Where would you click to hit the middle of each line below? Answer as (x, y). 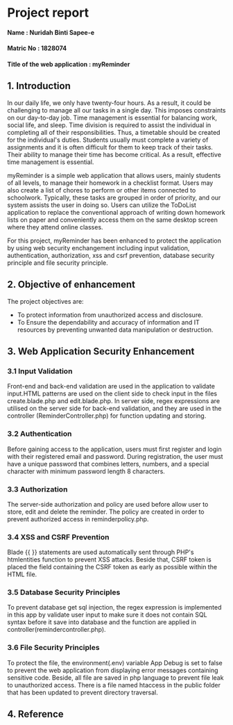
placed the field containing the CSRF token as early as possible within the (112, 567)
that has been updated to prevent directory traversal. (83, 692)
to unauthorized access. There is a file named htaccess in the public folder (114, 685)
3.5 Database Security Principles (64, 592)
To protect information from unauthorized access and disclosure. (110, 315)
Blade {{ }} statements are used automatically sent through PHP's (101, 552)
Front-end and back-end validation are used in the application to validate (111, 386)
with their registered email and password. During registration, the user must (115, 456)
